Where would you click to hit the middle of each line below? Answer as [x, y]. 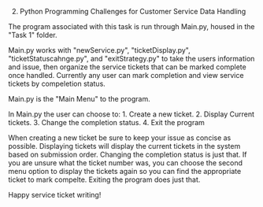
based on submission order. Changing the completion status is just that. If [128, 154]
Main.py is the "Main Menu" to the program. [80, 99]
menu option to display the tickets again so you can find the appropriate [125, 171]
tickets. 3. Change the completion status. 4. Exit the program [106, 122]
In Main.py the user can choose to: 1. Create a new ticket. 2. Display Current [131, 114]
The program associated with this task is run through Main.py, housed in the [131, 26]
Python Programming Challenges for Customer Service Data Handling [133, 11]
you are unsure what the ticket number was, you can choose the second [125, 163]
